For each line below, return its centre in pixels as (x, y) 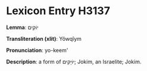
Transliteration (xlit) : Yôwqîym (44, 38)
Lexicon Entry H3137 (58, 11)
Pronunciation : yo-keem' (37, 50)
